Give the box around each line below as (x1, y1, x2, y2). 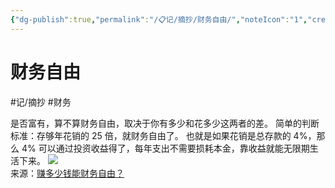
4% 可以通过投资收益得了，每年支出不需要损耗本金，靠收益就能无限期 (21, 142, 310, 154)
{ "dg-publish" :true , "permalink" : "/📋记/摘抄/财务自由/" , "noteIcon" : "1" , (10, 14, 308, 25)
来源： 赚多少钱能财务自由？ (10, 167, 125, 179)
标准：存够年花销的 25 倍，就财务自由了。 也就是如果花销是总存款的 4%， (10, 129, 317, 141)
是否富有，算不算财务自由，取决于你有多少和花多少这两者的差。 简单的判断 (10, 117, 320, 129)
